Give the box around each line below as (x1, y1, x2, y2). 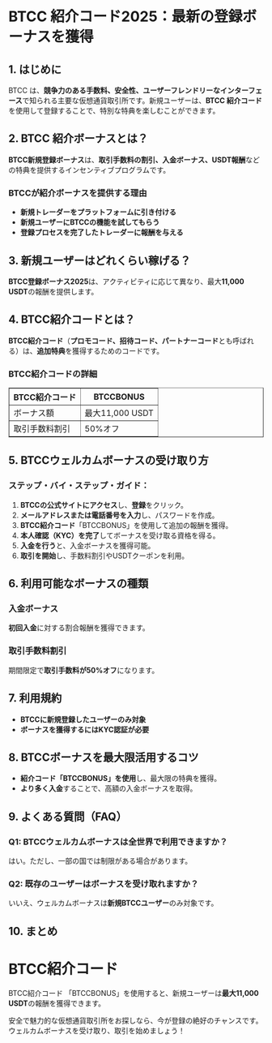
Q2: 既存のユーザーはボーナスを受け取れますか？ (8, 878, 199, 889)
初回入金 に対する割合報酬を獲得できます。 (8, 623, 150, 633)
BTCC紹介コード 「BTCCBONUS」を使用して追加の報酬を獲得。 (19, 520, 233, 530)
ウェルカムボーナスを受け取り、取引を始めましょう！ (8, 1025, 186, 1035)
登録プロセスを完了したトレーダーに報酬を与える (19, 228, 184, 238)
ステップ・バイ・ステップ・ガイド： (8, 480, 150, 491)
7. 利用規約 (8, 691, 62, 706)
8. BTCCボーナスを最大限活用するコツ (8, 750, 199, 764)
